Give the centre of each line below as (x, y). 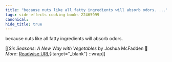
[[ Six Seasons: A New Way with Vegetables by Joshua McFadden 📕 (77, 48)
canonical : (17, 19)
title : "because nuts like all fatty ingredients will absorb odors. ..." (87, 10)
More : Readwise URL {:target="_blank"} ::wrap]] (56, 54)
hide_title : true (24, 24)
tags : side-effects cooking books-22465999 (52, 15)
